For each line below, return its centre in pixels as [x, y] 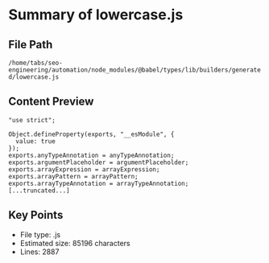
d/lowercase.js [34, 77]
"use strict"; [32, 120]
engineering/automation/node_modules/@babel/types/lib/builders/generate [135, 70]
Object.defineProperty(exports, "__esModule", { [91, 134]
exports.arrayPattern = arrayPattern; [73, 176]
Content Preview [51, 102]
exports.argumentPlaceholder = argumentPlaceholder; [99, 162]
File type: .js [40, 234]
